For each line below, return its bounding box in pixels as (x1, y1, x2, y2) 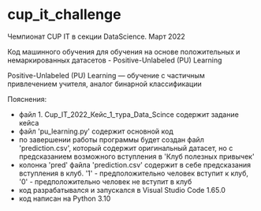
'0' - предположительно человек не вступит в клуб (18, 176, 192, 187)
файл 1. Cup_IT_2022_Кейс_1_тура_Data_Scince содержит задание (18, 109, 240, 119)
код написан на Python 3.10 (18, 194, 111, 203)
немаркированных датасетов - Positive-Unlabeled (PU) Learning (7, 55, 222, 65)
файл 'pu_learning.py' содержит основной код (18, 126, 174, 136)
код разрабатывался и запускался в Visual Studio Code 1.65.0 (18, 185, 226, 194)
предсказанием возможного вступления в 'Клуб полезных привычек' (18, 152, 255, 161)
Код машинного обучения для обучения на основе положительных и (7, 47, 240, 56)
